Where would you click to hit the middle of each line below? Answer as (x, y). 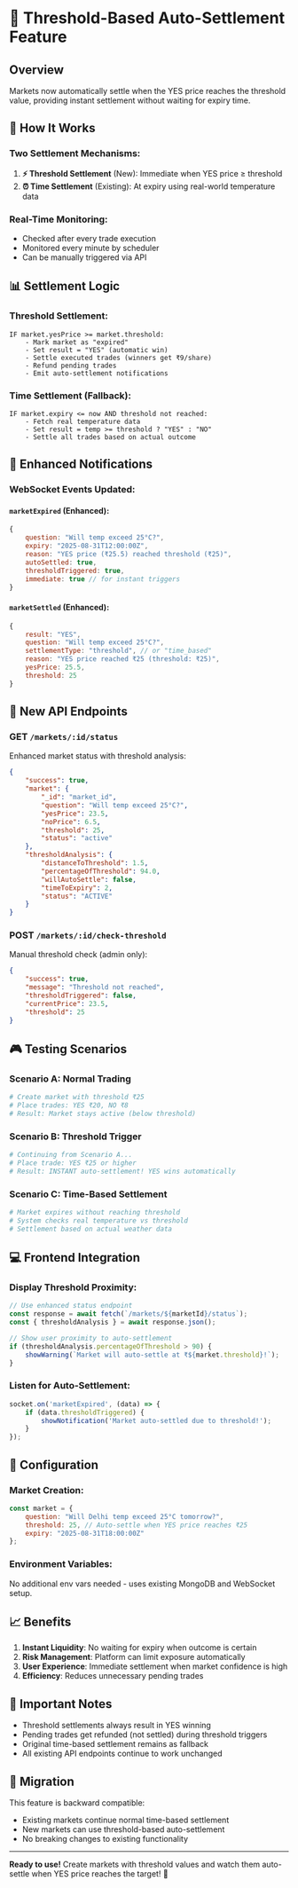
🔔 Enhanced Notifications (81, 464)
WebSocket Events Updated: (72, 490)
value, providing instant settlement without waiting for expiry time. (130, 100)
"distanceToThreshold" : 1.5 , (95, 863)
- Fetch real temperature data (83, 421)
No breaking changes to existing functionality (105, 1838)
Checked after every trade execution (89, 238)
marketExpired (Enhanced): (59, 510)
